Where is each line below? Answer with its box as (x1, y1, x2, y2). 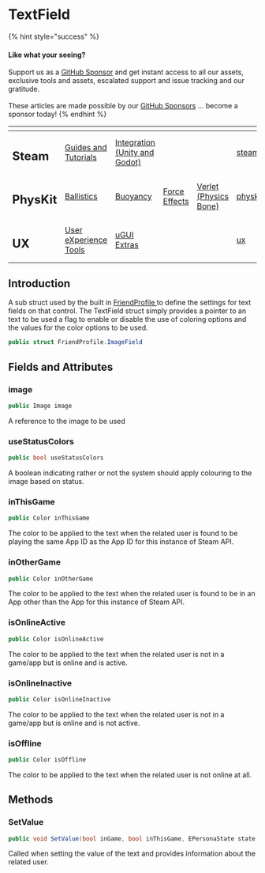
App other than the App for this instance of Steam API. (8, 597, 185, 607)
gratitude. (8, 85, 40, 94)
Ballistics (64, 191, 98, 202)
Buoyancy (114, 191, 152, 202)
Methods (8, 793, 54, 807)
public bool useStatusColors (8, 454, 104, 462)
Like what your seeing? (8, 50, 86, 59)
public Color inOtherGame (8, 575, 93, 583)
